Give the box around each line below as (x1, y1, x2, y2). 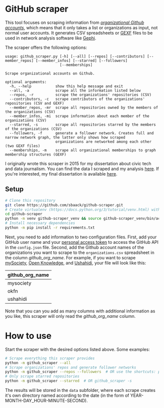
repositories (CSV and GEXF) (5, 101, 64, 106)
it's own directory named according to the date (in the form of (5, 392, 129, 398)
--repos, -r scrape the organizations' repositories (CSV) (9, 92, 152, 97)
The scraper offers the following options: (5, 44, 87, 50)
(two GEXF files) (5, 143, 41, 148)
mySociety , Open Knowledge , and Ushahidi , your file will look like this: (5, 260, 146, 266)
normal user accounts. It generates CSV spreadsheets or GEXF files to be (5, 30, 153, 36)
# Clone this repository (5, 198, 56, 203)
